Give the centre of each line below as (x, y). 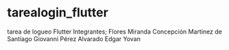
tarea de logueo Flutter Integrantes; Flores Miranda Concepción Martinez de (115, 32)
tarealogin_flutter (58, 13)
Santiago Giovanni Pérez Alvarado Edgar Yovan (74, 38)
